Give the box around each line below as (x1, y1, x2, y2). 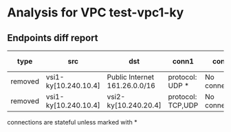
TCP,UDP (168, 101, 199, 110)
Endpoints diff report (7, 32, 98, 44)
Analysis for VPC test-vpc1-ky (7, 5, 184, 21)
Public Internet (107, 72, 155, 81)
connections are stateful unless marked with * (7, 118, 137, 126)
